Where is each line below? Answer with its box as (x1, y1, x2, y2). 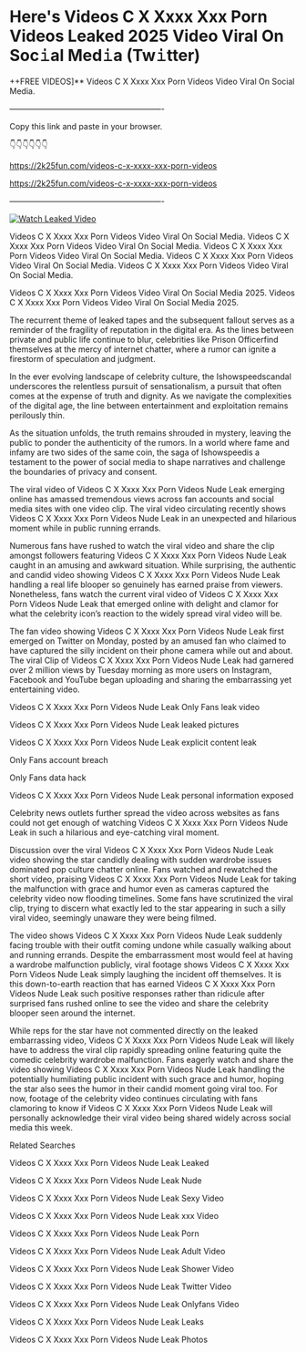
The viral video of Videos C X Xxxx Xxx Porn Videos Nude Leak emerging (9, 483, 285, 494)
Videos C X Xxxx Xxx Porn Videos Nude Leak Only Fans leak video (9, 701, 260, 712)
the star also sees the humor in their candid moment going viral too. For (9, 1083, 278, 1094)
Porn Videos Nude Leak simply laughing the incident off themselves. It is (9, 968, 282, 979)
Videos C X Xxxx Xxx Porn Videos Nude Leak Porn (9, 1228, 200, 1239)
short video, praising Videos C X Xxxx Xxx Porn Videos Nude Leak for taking (9, 873, 297, 884)
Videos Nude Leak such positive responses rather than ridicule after (9, 987, 265, 999)
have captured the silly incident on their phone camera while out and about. (9, 645, 293, 655)
